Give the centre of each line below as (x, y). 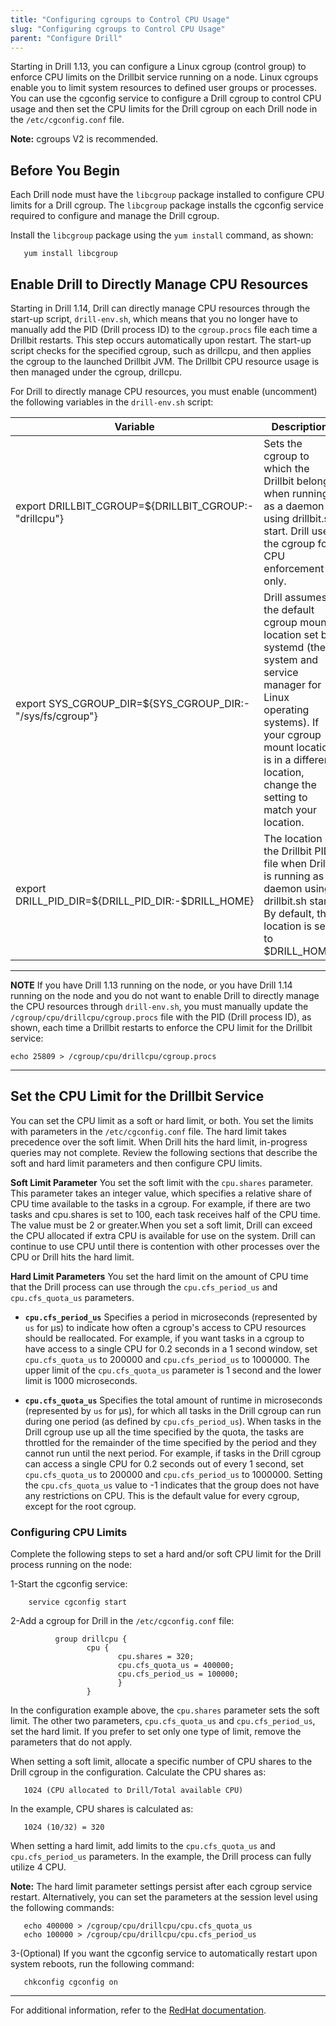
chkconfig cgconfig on (70, 1982)
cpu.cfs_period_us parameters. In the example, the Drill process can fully (161, 1857)
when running (296, 493)
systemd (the (294, 647)
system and (291, 659)
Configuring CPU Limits (69, 1532)
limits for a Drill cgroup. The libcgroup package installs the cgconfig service (167, 205)
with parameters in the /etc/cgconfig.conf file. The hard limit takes (148, 1131)
